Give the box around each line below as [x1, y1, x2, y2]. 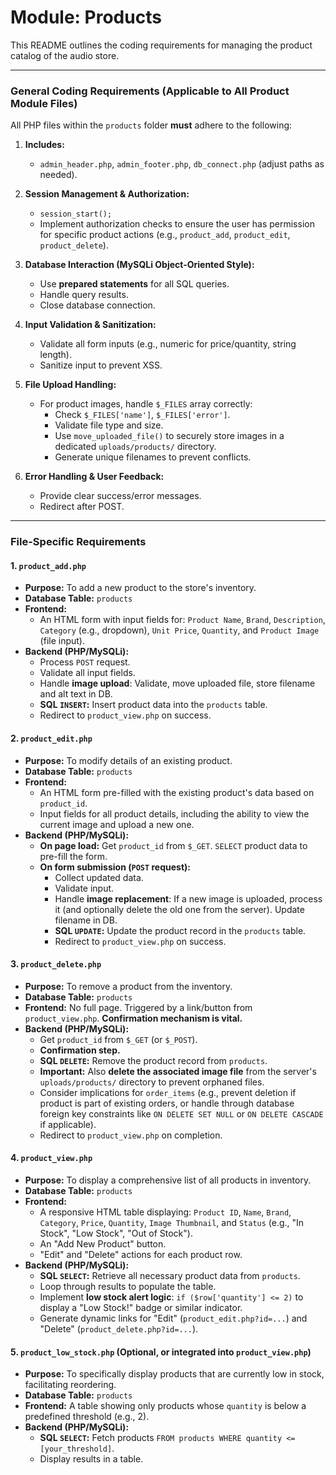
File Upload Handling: [24, 379, 117, 391]
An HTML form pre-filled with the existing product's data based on [39, 786, 315, 798]
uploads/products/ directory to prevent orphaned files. [39, 1076, 265, 1088]
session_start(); [39, 209, 113, 220]
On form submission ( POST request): [39, 861, 191, 873]
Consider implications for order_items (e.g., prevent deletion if [39, 1086, 297, 1098]
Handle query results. [39, 289, 129, 301]
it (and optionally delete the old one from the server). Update [54, 903, 305, 915]
